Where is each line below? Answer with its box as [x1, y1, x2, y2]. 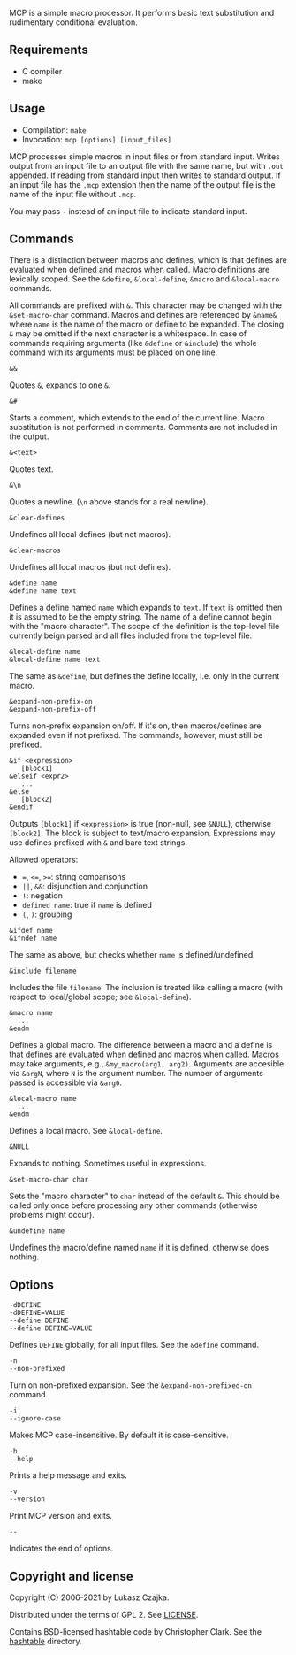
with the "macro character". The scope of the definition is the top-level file [9, 621, 280, 632]
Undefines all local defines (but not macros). [9, 529, 171, 540]
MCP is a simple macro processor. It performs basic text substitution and [9, 8, 275, 18]
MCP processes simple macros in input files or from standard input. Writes [9, 150, 280, 162]
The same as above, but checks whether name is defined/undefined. [9, 950, 256, 960]
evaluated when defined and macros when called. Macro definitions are [9, 265, 270, 275]
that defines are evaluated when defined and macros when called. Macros [9, 1049, 280, 1060]
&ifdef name [9, 927, 53, 935]
